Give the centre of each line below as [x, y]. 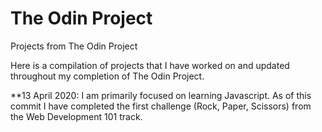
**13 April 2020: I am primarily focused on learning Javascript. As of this [161, 95]
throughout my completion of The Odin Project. [107, 76]
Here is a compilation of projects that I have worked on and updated [150, 65]
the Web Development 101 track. [76, 116]
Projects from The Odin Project [74, 46]
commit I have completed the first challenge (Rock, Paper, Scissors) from [161, 106]
